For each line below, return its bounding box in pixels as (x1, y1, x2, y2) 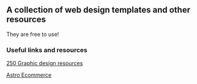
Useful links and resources (6, 46, 87, 54)
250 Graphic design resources (6, 60, 83, 67)
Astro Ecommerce (6, 71, 52, 79)
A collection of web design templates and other (6, 5, 191, 15)
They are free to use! (6, 30, 59, 38)
